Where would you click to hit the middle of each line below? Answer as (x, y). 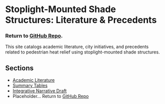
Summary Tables (30, 86)
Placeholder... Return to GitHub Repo (51, 96)
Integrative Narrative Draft (39, 91)
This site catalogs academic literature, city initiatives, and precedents (77, 47)
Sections (19, 68)
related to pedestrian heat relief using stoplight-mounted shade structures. (82, 52)
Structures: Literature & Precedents (81, 20)
